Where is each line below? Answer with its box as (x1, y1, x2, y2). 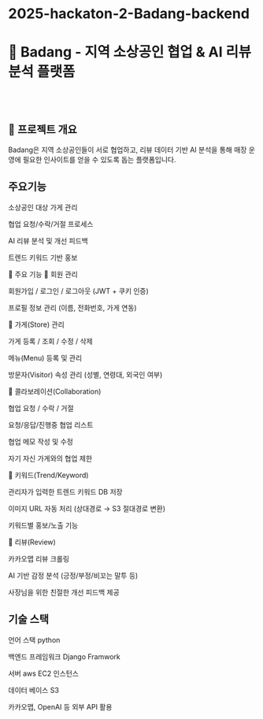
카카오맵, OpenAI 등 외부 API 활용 (8, 702, 113, 711)
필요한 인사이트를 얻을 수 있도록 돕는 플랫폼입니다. (22, 154, 176, 164)
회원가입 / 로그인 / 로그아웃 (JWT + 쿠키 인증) (8, 286, 150, 295)
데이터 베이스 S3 (8, 685, 59, 695)
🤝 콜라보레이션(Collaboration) (8, 387, 102, 396)
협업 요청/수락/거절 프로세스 (8, 219, 94, 228)
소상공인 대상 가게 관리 (8, 202, 78, 212)
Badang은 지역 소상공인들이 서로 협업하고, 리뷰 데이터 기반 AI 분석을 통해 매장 (8, 145, 247, 154)
